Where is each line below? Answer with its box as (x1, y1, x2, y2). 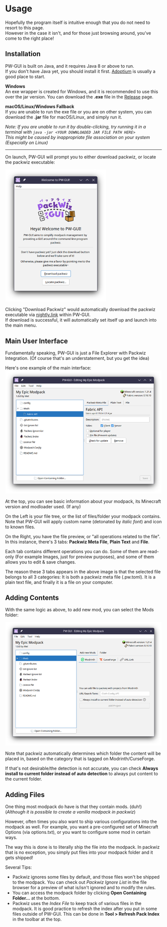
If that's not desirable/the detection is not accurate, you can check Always (5, 765, 159, 772)
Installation (5, 50, 41, 58)
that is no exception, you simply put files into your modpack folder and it (5, 849, 153, 855)
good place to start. (5, 73, 46, 80)
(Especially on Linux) (5, 139, 48, 145)
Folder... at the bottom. (12, 895, 60, 901)
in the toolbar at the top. (12, 917, 62, 923)
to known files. (5, 524, 36, 530)
